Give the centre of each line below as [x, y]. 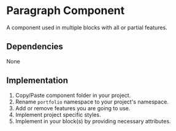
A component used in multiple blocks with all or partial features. [87, 27]
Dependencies [35, 47]
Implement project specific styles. [58, 115]
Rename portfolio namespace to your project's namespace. [92, 102]
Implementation [37, 81]
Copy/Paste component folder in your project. [73, 95]
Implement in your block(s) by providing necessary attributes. [93, 121]
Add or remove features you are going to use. [73, 108]
